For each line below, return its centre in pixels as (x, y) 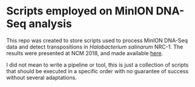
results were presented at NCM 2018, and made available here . (85, 53)
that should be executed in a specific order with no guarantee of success (97, 71)
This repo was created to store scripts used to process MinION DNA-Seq (97, 40)
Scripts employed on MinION (80, 11)
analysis (50, 24)
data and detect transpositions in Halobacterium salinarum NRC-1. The (95, 47)
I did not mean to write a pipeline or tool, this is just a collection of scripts (97, 65)
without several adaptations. (41, 77)
